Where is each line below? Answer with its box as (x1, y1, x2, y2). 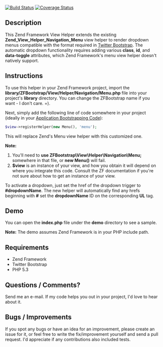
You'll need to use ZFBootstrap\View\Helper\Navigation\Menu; (12, 152, 142, 158)
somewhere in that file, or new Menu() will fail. (12, 157, 106, 163)
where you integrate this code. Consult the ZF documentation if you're (12, 167, 154, 173)
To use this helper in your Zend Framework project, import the (5, 84, 130, 90)
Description (5, 19, 41, 27)
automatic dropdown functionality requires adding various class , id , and (5, 47, 150, 53)
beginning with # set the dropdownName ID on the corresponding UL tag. (5, 193, 154, 199)
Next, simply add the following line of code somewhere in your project (5, 110, 146, 116)
